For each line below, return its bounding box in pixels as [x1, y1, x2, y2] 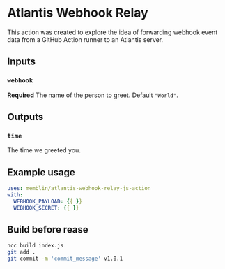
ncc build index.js [7, 242, 64, 249]
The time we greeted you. [7, 146, 82, 154]
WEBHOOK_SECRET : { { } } [13, 204, 79, 211]
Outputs [7, 111, 44, 123]
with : [7, 191, 23, 198]
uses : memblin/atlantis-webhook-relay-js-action [7, 185, 151, 192]
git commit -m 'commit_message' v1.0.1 [7, 255, 123, 263]
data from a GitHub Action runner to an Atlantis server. [7, 35, 164, 43]
